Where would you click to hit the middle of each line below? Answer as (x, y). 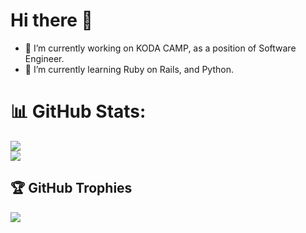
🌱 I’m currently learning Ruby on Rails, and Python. (129, 69)
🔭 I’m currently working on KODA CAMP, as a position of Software (160, 48)
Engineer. (44, 58)
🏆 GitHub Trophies (71, 188)
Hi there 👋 (51, 20)
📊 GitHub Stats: (78, 111)
